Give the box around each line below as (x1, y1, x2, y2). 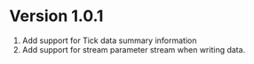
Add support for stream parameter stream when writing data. (21, 44, 246, 54)
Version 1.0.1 (9, 6, 104, 26)
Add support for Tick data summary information (21, 35, 197, 46)
